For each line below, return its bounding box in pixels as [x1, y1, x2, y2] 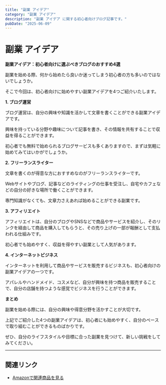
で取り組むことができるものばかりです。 [5, 323, 87, 330]
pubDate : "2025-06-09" [5, 21, 52, 26]
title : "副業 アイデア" [5, 7, 49, 12]
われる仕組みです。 [5, 231, 43, 237]
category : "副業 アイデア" [5, 12, 56, 17]
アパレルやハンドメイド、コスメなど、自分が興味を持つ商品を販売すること [5, 279, 157, 285]
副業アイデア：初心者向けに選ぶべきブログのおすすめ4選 [5, 61, 121, 67]
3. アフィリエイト [5, 208, 41, 214]
